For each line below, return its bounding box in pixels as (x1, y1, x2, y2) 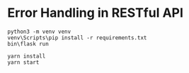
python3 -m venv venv (7, 28, 71, 35)
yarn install (7, 53, 46, 60)
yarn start (7, 58, 40, 66)
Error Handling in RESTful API (7, 5, 184, 21)
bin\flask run (7, 40, 50, 47)
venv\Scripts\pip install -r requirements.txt (7, 34, 147, 41)
